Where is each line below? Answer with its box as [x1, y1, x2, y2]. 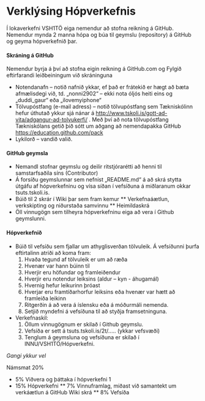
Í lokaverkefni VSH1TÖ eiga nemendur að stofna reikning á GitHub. [6, 24, 174, 32]
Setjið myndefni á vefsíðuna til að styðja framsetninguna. [24, 307, 167, 315]
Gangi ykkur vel [6, 351, 47, 359]
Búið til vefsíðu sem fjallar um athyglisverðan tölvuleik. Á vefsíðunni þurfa [15, 243, 199, 250]
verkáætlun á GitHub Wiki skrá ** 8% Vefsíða [15, 388, 130, 395]
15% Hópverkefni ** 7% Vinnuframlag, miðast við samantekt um [15, 382, 177, 389]
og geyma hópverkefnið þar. [6, 37, 78, 45]
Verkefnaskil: [15, 314, 49, 322]
